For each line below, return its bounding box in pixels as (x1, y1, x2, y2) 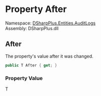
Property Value (5, 74, 43, 81)
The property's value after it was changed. (5, 53, 94, 59)
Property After (5, 3, 67, 15)
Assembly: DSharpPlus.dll (5, 25, 59, 31)
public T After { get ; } (5, 62, 57, 68)
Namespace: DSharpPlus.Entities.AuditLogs (5, 20, 96, 26)
